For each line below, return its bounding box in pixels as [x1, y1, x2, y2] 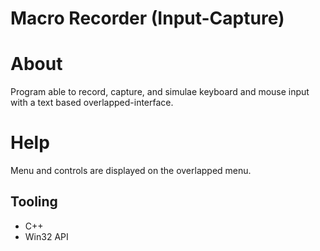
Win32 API [24, 230, 69, 242]
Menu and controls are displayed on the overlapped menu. [10, 165, 252, 177]
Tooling [10, 193, 58, 211]
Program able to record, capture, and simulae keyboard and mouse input [10, 86, 310, 98]
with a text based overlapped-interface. [10, 97, 174, 109]
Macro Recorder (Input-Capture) [10, 7, 285, 30]
